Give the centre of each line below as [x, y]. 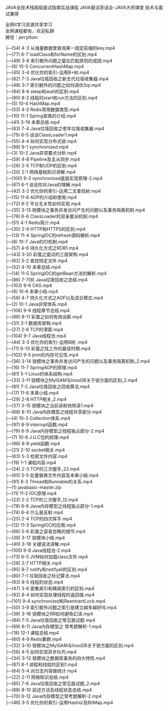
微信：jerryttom [22, 37]
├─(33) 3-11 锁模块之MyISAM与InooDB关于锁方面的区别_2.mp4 [72, 380]
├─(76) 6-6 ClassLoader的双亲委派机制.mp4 [52, 216]
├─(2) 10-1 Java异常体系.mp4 [36, 304]
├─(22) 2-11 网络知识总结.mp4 [37, 677]
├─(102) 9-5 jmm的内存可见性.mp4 [42, 355]
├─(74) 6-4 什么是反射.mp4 [34, 512]
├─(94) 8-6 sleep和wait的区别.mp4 [42, 91]
